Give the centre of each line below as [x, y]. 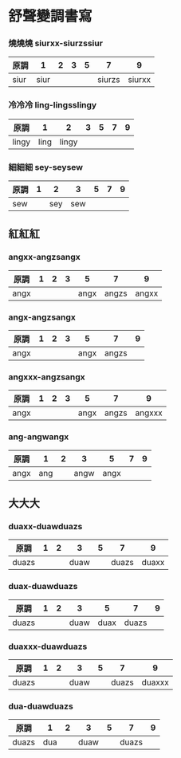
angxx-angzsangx [45, 257]
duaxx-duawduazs [45, 526]
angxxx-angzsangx [47, 377]
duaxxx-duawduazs [48, 646]
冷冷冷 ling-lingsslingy [53, 105]
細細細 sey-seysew [46, 167]
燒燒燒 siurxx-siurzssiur [56, 43]
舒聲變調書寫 [51, 16]
